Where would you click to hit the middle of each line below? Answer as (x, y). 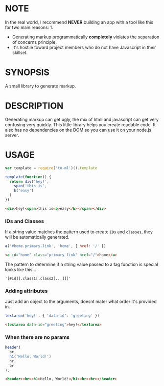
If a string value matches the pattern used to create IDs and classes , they (79, 232)
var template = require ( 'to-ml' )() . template (51, 168)
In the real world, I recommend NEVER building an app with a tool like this (79, 22)
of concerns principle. (35, 42)
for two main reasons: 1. (29, 27)
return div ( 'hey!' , (29, 181)
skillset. (20, 53)
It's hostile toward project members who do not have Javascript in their (84, 47)
